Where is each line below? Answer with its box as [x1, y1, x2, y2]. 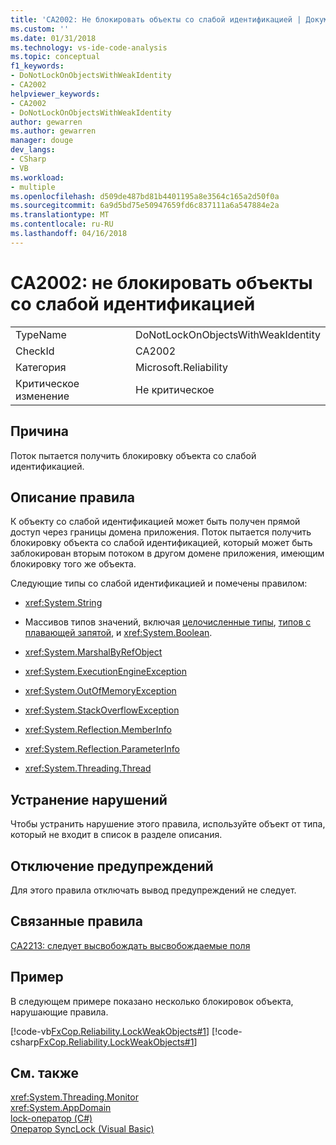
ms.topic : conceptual [10, 52, 101, 62]
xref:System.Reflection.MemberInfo [24, 724, 172, 736]
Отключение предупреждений [10, 857, 214, 875]
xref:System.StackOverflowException [24, 704, 180, 716]
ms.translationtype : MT [10, 210, 110, 220]
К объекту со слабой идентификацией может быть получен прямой [10, 516, 301, 528]
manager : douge [10, 136, 74, 146]
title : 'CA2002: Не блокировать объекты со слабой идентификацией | [10, 14, 302, 25]
